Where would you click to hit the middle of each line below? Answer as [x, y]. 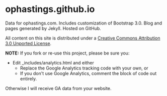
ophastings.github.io [50, 9]
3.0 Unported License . [28, 43]
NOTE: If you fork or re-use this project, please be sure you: [67, 53]
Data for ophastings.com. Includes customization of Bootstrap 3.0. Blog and [84, 23]
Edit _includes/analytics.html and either [53, 62]
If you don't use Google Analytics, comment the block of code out [88, 73]
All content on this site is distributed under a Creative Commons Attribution [83, 38]
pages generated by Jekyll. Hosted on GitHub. [53, 28]
